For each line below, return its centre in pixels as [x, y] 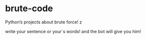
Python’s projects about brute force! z [44, 22]
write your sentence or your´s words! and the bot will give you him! [73, 31]
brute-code [29, 9]
